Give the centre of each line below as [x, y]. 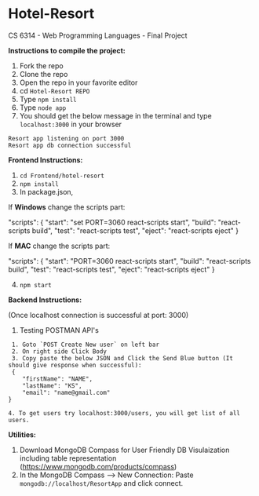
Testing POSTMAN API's [59, 330]
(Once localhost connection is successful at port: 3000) [98, 315]
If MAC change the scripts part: [59, 246]
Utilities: [22, 434]
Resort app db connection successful [70, 145]
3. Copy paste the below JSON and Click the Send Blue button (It [122, 358]
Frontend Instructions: [46, 160]
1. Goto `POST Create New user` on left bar [85, 345]
